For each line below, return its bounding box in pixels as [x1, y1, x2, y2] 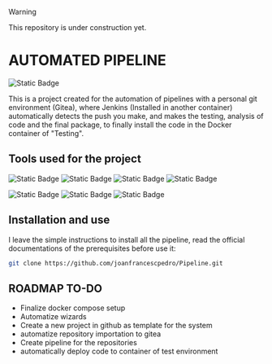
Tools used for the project [8, 152, 142, 166]
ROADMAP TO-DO [8, 281, 103, 296]
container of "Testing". [8, 128, 84, 138]
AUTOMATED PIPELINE [8, 51, 166, 70]
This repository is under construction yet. [8, 23, 147, 32]
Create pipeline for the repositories [19, 338, 138, 348]
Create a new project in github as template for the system [19, 321, 213, 331]
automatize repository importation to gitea [19, 329, 162, 339]
